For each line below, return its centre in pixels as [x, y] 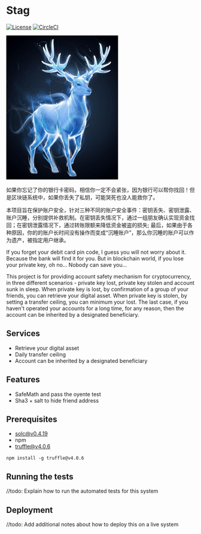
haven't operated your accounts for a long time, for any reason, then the [95, 308]
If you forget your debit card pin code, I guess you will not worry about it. [96, 252]
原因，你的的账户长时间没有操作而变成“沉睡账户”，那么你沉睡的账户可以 [100, 232]
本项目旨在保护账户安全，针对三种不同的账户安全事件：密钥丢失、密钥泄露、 [100, 210]
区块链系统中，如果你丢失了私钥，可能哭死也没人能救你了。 [85, 197]
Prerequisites [32, 419]
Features [23, 379]
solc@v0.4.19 [31, 434]
